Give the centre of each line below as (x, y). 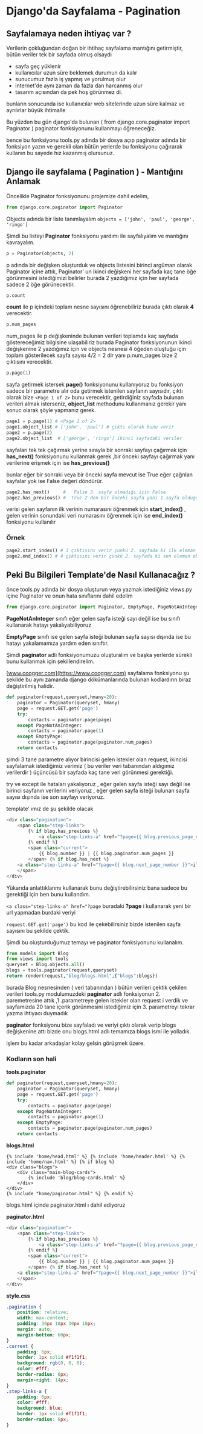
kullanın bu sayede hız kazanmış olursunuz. (60, 153)
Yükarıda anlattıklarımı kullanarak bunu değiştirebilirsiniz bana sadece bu (97, 888)
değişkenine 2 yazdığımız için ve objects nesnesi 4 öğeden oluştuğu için (96, 349)
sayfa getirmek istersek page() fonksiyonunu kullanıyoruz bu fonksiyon (95, 385)
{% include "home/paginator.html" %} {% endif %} (70, 1193)
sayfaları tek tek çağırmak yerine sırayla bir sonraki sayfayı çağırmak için (97, 450)
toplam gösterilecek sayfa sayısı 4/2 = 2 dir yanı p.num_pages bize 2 (92, 355)
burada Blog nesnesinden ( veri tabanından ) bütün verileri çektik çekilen (97, 987)
